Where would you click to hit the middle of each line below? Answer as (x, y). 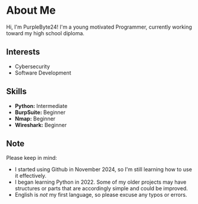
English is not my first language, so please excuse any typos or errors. (101, 195)
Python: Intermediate (41, 106)
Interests (23, 52)
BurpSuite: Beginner (40, 112)
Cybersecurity (32, 66)
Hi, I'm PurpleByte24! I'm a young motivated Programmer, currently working (99, 27)
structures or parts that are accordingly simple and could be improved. (101, 188)
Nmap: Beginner (35, 118)
